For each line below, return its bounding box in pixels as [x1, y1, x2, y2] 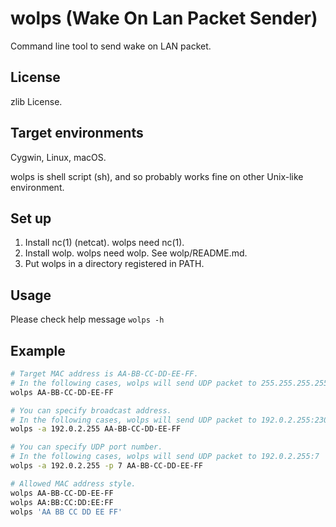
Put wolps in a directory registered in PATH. [24, 258, 205, 270]
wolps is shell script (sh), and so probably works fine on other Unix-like [10, 170, 304, 182]
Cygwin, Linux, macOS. [10, 151, 107, 163]
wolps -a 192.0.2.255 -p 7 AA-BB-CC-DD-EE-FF [10, 461, 203, 471]
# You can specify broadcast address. [10, 405, 172, 416]
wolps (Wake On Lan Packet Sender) [10, 7, 318, 30]
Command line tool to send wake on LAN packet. [10, 40, 212, 52]
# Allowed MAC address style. [10, 478, 137, 489]
